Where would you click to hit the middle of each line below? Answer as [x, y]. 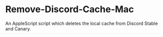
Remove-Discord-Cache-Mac [70, 9]
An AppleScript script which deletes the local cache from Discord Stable [81, 23]
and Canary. [18, 28]
